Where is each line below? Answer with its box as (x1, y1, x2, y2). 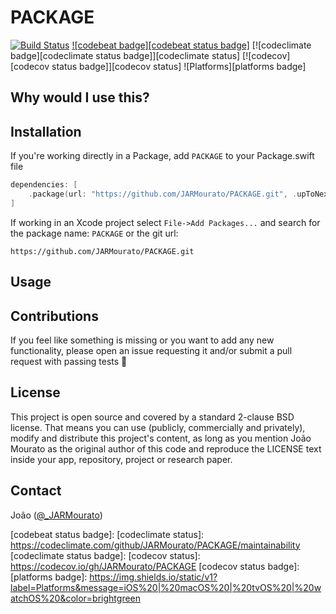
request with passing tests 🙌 (10, 355, 128, 367)
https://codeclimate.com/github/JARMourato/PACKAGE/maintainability (10, 539, 301, 551)
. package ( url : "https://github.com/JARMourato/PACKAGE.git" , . (28, 189, 298, 200)
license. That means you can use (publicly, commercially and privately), (10, 421, 306, 433)
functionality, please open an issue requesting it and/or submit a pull (10, 344, 293, 356)
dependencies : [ (10, 180, 78, 190)
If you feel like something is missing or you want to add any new (10, 334, 275, 346)
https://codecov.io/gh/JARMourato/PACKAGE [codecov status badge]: (10, 560, 300, 572)
